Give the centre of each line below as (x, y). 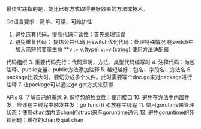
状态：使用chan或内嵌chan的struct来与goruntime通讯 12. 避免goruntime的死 (100, 112)
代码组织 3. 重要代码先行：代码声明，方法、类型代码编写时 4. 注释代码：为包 (100, 62)
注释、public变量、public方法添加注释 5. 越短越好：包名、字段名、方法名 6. (99, 70)
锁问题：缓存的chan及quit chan (45, 120)
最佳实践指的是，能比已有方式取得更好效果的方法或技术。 (77, 9)
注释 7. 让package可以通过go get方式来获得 (60, 85)
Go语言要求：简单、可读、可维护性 (49, 22)
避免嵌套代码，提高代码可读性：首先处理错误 (70, 34)
